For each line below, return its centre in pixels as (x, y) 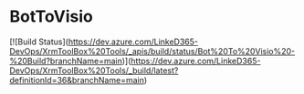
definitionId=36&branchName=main (77, 80)
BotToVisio (51, 17)
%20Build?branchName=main (66, 61)
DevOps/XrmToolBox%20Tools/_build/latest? (94, 70)
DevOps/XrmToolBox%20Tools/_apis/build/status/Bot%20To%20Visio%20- (152, 51)
